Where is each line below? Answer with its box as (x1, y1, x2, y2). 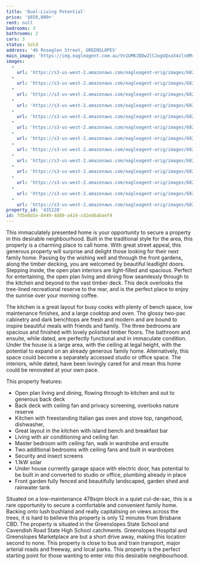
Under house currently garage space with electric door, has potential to (14, 465, 190, 472)
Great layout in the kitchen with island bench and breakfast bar (14, 427, 168, 434)
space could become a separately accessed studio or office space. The (6, 354, 181, 360)
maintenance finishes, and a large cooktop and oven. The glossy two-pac (6, 309, 186, 317)
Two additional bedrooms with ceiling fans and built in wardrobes (14, 446, 174, 453)
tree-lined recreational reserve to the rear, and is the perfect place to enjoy (6, 286, 189, 292)
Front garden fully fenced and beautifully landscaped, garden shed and (14, 478, 189, 484)
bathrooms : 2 (6, 31, 38, 37)
